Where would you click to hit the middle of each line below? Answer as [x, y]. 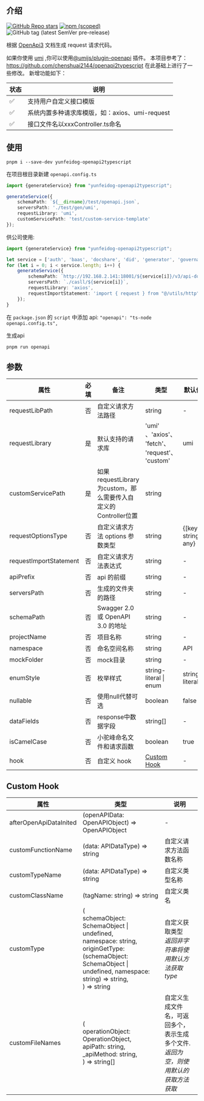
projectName [28, 637]
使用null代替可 [117, 696]
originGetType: [104, 948]
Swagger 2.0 [116, 608]
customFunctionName [41, 850]
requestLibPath [31, 411]
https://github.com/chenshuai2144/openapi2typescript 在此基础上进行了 [97, 65]
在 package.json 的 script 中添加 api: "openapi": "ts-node [79, 317]
